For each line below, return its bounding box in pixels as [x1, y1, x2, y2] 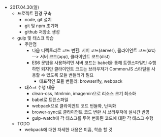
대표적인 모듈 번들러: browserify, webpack [39, 78, 123, 84]
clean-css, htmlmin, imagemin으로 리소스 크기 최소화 [32, 91, 136, 96]
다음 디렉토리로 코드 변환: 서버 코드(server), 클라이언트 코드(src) [32, 47, 156, 53]
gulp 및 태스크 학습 [17, 35, 54, 41]
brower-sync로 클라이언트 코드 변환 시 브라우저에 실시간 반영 [32, 109, 150, 115]
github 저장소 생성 [24, 29, 60, 34]
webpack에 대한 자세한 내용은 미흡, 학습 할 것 [24, 127, 113, 132]
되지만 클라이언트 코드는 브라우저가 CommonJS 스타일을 [41, 66, 150, 71]
